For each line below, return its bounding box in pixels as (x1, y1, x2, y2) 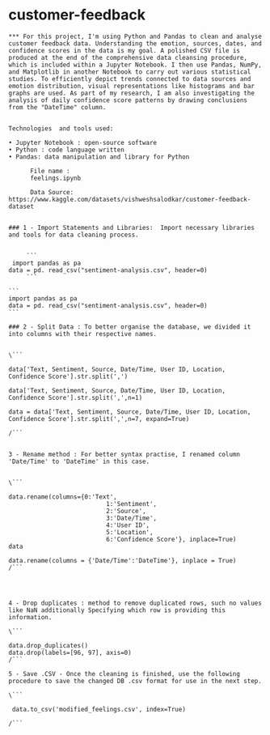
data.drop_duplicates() (8, 641, 89, 649)
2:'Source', (106, 507, 147, 515)
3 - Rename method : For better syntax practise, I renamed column (8, 450, 241, 458)
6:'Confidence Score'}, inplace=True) (106, 535, 237, 543)
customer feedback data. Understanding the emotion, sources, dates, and (8, 39, 263, 48)
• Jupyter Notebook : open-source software (8, 138, 158, 147)
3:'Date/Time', (106, 514, 158, 522)
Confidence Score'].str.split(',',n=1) (8, 393, 143, 401)
